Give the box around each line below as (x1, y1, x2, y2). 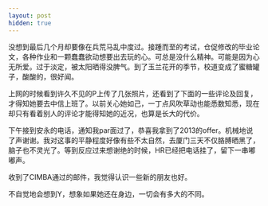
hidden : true (8, 19, 52, 27)
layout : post (8, 11, 52, 20)
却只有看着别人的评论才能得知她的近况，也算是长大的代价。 (8, 108, 204, 118)
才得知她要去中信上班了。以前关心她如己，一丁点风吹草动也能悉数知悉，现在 (8, 99, 260, 108)
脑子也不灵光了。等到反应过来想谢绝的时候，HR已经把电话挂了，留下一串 (8, 145, 249, 155)
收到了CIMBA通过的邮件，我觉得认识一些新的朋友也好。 (8, 172, 192, 181)
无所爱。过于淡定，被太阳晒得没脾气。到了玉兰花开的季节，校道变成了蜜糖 (8, 61, 253, 72)
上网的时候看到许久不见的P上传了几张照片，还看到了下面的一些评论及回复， (8, 88, 258, 98)
